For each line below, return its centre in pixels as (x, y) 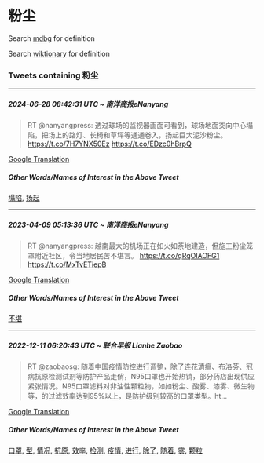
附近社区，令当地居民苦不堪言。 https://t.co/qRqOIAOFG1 (127, 256)
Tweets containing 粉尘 (53, 75)
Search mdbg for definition (52, 38)
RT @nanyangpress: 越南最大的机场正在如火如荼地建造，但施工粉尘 (137, 246)
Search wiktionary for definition (59, 53)
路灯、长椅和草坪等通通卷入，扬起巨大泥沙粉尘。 (148, 135)
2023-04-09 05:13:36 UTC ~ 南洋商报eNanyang (88, 224)
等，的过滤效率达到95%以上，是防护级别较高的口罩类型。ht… (127, 396)
